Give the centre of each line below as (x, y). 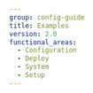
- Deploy (33, 58)
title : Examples (39, 26)
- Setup (31, 75)
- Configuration (47, 50)
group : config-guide (47, 17)
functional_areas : (43, 42)
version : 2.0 (33, 34)
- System (33, 67)
